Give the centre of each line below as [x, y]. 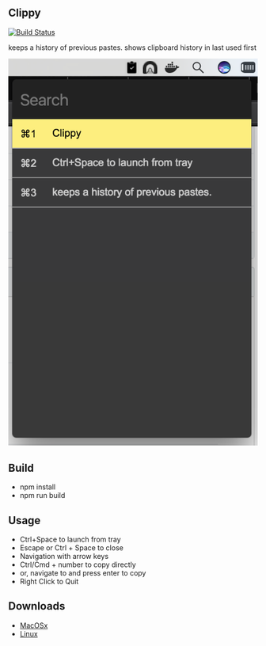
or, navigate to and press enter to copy [83, 573]
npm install [38, 487]
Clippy [25, 13]
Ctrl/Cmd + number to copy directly [78, 564]
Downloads [37, 606]
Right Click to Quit [49, 581]
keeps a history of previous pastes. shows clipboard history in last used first [133, 47]
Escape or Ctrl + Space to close [72, 548]
